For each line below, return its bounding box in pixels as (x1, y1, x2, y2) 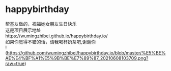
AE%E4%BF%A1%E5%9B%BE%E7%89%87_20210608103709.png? (5, 55, 149, 61)
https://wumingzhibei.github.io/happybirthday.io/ (5, 33, 108, 39)
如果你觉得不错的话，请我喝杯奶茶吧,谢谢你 (5, 39, 96, 45)
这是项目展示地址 (5, 27, 41, 33)
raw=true (5, 60, 25, 66)
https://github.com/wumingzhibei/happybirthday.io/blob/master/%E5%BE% (7, 49, 166, 56)
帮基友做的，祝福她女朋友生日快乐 (5, 21, 77, 27)
